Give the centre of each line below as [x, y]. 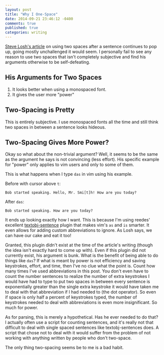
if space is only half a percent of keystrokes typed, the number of [71, 297]
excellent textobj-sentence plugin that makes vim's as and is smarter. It [77, 225]
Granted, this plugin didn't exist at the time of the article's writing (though [79, 245]
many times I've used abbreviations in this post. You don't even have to [77, 271]
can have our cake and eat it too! [38, 236]
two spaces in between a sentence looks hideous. [56, 127]
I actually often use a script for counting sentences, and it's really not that [79, 323]
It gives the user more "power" [43, 94]
